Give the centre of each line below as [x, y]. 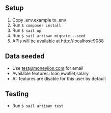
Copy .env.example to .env [39, 20]
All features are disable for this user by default [59, 79]
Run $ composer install [37, 25]
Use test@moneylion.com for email [48, 68]
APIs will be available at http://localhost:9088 [58, 41]
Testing [17, 94]
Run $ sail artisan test [38, 106]
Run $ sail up [27, 30]
